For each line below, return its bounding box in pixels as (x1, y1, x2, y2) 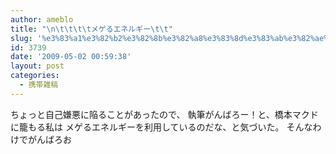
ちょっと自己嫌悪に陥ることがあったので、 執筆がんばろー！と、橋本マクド (10, 108, 319, 120)
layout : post (10, 61, 65, 71)
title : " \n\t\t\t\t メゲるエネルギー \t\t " (10, 24, 173, 34)
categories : (10, 71, 60, 81)
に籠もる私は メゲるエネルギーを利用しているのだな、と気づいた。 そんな (10, 121, 313, 133)
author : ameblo (10, 14, 74, 25)
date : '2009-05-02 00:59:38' (10, 52, 132, 62)
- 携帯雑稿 (19, 80, 59, 90)
